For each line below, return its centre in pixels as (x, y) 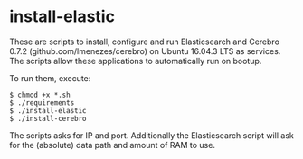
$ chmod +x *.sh (40, 95)
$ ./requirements (42, 103)
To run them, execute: (50, 78)
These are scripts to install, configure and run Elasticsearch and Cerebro (145, 42)
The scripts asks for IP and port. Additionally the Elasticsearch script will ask (151, 135)
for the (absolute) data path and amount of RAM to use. (112, 145)
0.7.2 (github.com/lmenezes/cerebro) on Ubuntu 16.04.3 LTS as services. (145, 51)
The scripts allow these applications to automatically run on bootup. (136, 61)
